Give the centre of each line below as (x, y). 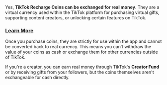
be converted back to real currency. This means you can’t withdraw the (78, 47)
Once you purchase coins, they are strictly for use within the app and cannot (83, 41)
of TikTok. (15, 57)
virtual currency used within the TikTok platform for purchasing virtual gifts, (82, 12)
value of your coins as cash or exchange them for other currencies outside (82, 52)
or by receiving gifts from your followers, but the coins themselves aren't (80, 72)
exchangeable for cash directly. (37, 78)
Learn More (19, 30)
